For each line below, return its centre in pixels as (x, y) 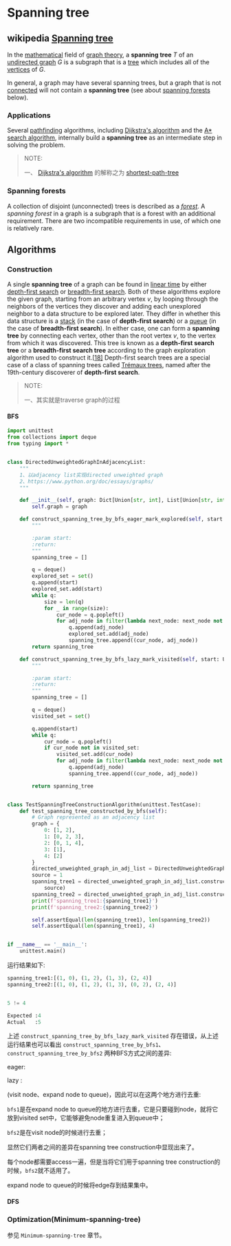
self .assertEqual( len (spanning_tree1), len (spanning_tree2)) (121, 919)
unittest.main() (43, 951)
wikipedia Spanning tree (60, 38)
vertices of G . (26, 69)
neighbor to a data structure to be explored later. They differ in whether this (114, 314)
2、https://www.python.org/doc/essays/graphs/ (87, 481)
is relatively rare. (31, 228)
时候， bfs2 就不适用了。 (41, 1171)
